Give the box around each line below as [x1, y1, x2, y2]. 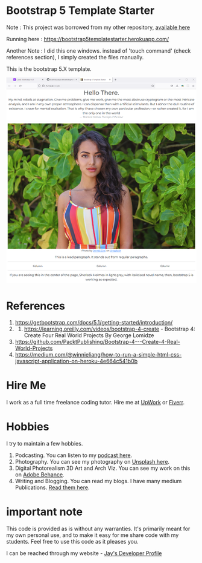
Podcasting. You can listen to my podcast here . [14, 452, 133, 459]
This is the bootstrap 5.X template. [6, 65, 92, 73]
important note [6, 505, 83, 519]
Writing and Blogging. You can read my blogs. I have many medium [14, 478, 182, 485]
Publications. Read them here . [14, 484, 90, 491]
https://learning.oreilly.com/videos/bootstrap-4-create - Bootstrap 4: [24, 325, 195, 333]
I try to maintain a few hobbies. [6, 440, 83, 447]
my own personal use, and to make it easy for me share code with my [6, 532, 179, 539]
